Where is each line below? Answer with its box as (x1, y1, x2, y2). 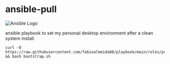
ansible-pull (5, 4, 57, 15)
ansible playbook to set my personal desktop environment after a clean (5, 30, 153, 36)
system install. (5, 35, 35, 41)
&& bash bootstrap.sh (5, 54, 51, 59)
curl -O (5, 45, 22, 50)
